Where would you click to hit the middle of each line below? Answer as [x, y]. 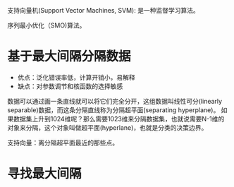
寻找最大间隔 [45, 174]
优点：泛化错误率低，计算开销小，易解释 [76, 77]
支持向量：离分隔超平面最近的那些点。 [63, 143]
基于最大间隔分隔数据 [69, 57]
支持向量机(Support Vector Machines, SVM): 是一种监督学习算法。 [103, 10]
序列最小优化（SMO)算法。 [47, 25]
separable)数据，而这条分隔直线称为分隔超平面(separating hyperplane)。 [113, 110]
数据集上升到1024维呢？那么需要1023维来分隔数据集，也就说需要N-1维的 [119, 119]
